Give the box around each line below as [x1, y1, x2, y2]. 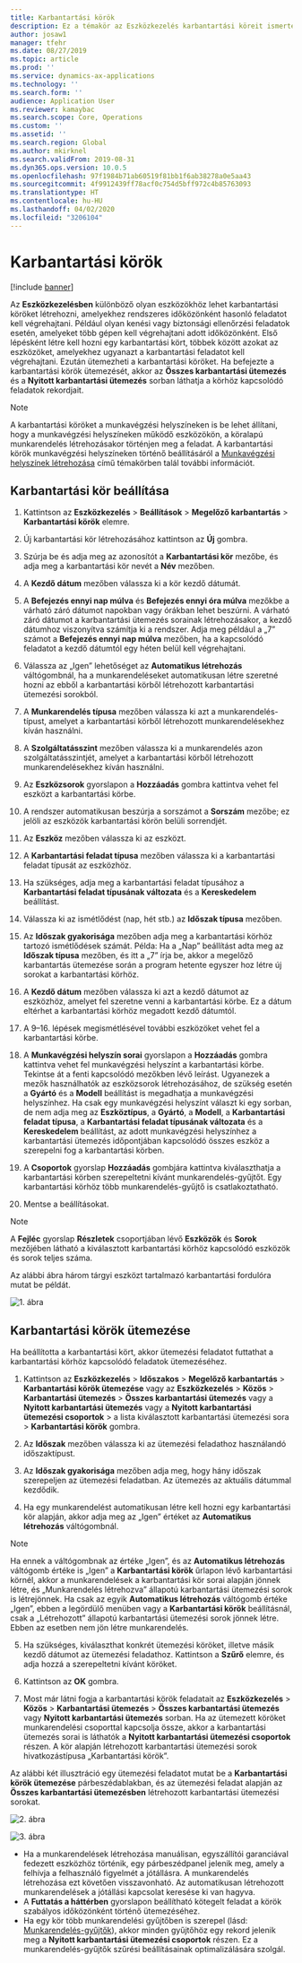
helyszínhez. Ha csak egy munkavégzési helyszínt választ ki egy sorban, [22, 1097, 292, 1108]
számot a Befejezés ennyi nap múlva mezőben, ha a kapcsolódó [22, 634, 263, 644]
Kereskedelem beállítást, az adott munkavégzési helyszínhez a [22, 1126, 257, 1137]
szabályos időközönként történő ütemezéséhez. [22, 1906, 201, 1916]
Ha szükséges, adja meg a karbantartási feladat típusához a [22, 878, 245, 888]
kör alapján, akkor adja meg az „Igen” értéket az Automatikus [22, 1511, 252, 1522]
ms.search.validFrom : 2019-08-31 [10, 154, 135, 164]
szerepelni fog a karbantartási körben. [22, 1145, 165, 1156]
